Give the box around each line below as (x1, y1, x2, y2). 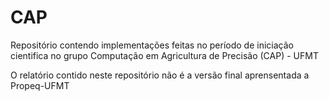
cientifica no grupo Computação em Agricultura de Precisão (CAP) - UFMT (10, 49, 319, 61)
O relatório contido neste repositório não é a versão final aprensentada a (10, 69, 310, 81)
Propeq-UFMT (10, 79, 70, 91)
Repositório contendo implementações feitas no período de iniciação (10, 39, 294, 51)
